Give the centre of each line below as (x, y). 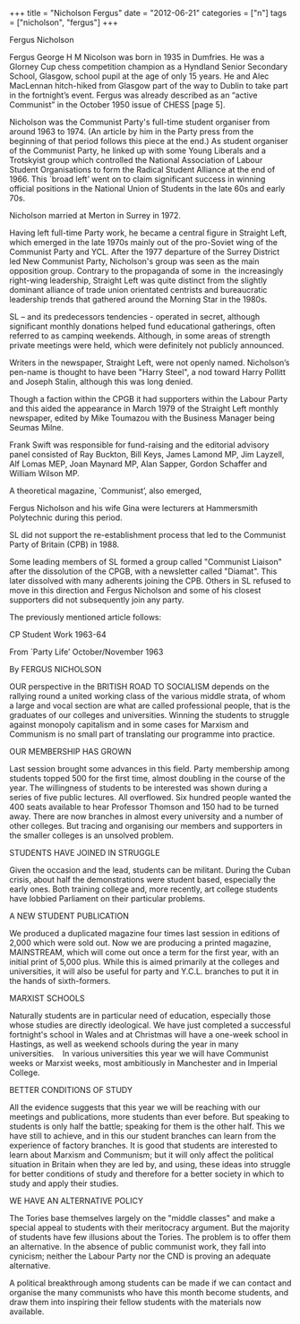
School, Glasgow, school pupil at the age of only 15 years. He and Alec (139, 76)
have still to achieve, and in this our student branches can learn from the (143, 1136)
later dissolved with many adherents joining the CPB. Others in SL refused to (150, 581)
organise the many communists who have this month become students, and (149, 1292)
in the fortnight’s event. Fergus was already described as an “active (133, 95)
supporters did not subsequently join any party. (97, 600)
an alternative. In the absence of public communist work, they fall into (138, 1247)
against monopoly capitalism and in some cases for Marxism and (129, 725)
